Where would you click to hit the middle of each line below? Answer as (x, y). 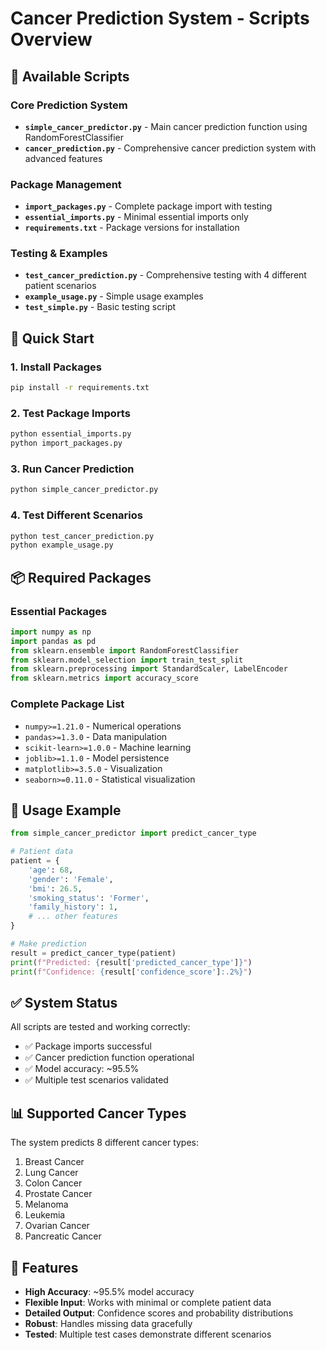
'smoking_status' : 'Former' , (89, 898)
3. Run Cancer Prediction (72, 469)
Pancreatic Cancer (63, 1236)
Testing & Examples (59, 254)
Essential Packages (59, 611)
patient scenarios (60, 286)
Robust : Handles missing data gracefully (108, 1324)
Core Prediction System (69, 105)
